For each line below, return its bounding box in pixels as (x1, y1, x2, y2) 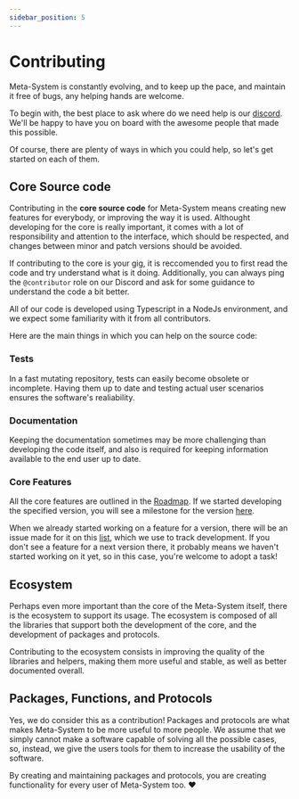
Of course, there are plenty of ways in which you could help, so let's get (9, 144, 274, 154)
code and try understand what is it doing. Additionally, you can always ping (9, 268, 285, 278)
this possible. (9, 127, 58, 137)
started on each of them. (9, 153, 101, 164)
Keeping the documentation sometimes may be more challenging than (9, 434, 267, 445)
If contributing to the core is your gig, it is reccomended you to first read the (9, 258, 288, 268)
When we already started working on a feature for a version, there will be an (9, 523, 288, 533)
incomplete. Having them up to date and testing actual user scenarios (9, 383, 264, 393)
